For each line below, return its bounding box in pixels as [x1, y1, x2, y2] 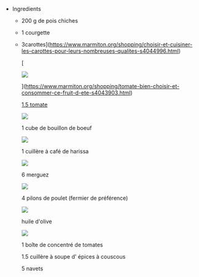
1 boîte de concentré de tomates [21, 241, 103, 248]
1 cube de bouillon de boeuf [21, 124, 92, 131]
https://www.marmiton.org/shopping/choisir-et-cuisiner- [49, 41, 193, 48]
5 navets [21, 265, 44, 272]
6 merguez [21, 171, 49, 178]
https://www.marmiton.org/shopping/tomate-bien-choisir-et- [25, 83, 180, 89]
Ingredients [12, 6, 41, 12]
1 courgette [21, 29, 50, 36]
